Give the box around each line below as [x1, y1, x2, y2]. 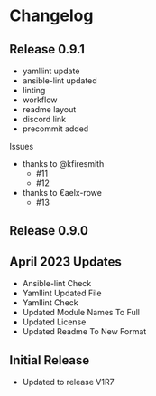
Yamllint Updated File [22, 287, 102, 299]
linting [22, 85, 46, 95]
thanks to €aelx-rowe [22, 188, 102, 198]
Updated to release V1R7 [22, 377, 115, 388]
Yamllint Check [22, 297, 78, 308]
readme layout [22, 104, 77, 114]
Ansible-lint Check [22, 278, 92, 289]
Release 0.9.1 [9, 42, 86, 57]
